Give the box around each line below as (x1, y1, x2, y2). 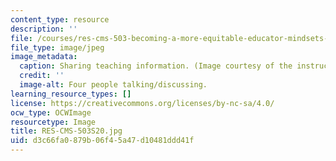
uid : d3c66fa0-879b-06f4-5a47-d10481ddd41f (10, 136, 195, 146)
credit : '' (19, 71, 65, 81)
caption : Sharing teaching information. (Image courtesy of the (19, 61, 293, 71)
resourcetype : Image (10, 117, 97, 127)
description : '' (10, 24, 78, 34)
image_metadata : (10, 52, 78, 62)
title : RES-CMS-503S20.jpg (10, 126, 123, 136)
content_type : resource (10, 14, 110, 25)
